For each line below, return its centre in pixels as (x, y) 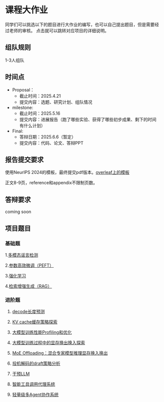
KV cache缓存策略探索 (35, 322)
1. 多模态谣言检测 (21, 255)
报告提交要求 (24, 159)
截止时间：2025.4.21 (40, 96)
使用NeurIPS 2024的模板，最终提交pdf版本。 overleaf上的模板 (67, 172)
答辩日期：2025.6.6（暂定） (48, 137)
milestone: (22, 107)
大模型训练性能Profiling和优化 (42, 332)
